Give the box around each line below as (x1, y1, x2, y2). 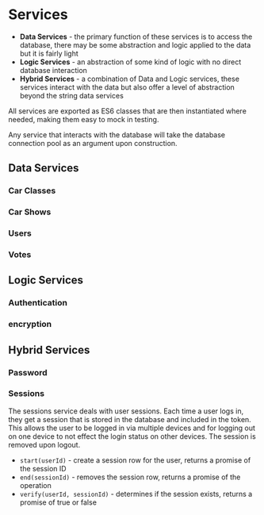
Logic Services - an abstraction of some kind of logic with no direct (19, 57, 242, 67)
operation (19, 480, 52, 490)
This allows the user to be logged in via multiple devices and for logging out (8, 423, 256, 432)
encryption (8, 319, 52, 330)
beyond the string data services (19, 90, 124, 100)
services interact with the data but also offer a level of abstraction (19, 82, 235, 92)
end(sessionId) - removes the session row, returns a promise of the (19, 472, 241, 482)
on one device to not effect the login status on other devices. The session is (8, 431, 256, 441)
